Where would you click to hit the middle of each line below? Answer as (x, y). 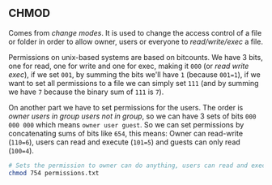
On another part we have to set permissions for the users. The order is (126, 107)
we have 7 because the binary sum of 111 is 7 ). (86, 92)
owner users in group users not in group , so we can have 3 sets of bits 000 (132, 116)
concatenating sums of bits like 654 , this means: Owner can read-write (126, 133)
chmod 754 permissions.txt (54, 173)
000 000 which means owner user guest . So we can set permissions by (126, 124)
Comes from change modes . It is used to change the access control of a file (135, 32)
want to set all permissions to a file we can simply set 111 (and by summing (134, 83)
